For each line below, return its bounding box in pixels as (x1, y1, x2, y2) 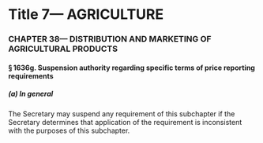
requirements (8, 71, 54, 80)
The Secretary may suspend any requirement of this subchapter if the (8, 108, 235, 119)
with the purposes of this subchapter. (8, 126, 130, 135)
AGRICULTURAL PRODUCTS (8, 43, 118, 54)
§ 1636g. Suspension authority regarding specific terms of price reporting (8, 63, 255, 72)
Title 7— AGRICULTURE (8, 5, 164, 24)
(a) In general (8, 89, 54, 99)
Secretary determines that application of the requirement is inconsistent (8, 117, 242, 126)
